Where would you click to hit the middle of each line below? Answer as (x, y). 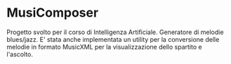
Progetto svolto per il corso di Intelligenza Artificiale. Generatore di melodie (115, 32)
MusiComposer (53, 13)
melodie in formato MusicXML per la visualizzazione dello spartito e (104, 47)
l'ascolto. (20, 54)
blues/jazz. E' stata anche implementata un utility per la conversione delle (113, 39)
